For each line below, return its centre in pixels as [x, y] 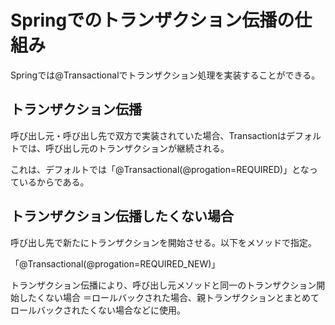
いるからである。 [54, 182]
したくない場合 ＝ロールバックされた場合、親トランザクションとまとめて [169, 297]
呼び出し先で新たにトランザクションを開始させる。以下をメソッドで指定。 [163, 242]
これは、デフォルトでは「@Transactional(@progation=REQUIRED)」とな [160, 169]
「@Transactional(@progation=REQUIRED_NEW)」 [115, 263]
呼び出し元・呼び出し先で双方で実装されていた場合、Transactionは [148, 135]
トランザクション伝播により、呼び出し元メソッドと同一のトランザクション [163, 285]
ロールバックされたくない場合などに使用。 [98, 310]
